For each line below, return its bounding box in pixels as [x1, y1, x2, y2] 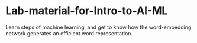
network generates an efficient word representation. [5, 29, 133, 37]
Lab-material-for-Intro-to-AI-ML [5, 4, 168, 18]
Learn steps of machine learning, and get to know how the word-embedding [5, 24, 192, 31]
